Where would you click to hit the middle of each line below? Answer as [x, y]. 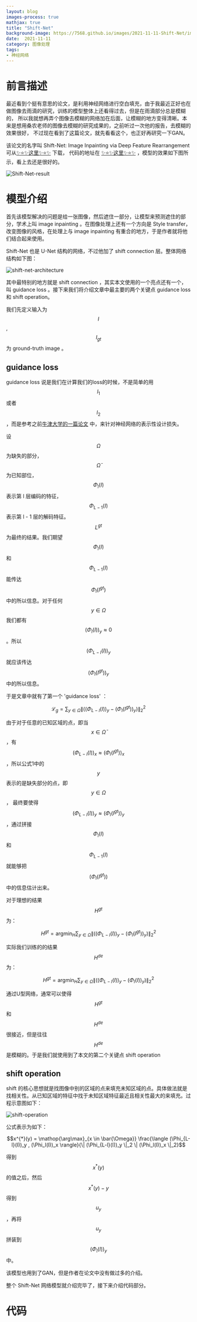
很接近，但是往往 [27, 1034]
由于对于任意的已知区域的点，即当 [47, 722]
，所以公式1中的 [25, 763]
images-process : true [33, 17]
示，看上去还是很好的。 [34, 161]
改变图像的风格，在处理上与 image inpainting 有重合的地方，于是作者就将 [94, 231]
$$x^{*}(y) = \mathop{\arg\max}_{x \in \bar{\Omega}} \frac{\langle [87, 1139]
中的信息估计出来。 [29, 888]
